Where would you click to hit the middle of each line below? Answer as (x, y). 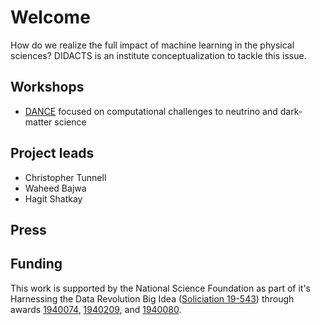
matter (38, 122)
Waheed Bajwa (55, 188)
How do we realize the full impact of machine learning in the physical (152, 45)
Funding (36, 264)
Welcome (50, 17)
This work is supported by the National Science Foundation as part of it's (160, 288)
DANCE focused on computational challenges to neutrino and (151, 111)
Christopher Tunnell (65, 177)
